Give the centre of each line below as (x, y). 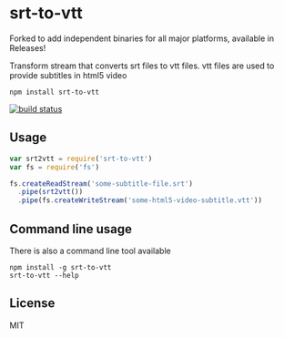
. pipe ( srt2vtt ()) (51, 192)
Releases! (28, 47)
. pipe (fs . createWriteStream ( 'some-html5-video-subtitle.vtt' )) (140, 200)
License (32, 303)
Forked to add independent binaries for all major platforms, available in (142, 38)
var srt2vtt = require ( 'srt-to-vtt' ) (81, 159)
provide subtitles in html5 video (68, 75)
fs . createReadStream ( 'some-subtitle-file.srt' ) (101, 184)
